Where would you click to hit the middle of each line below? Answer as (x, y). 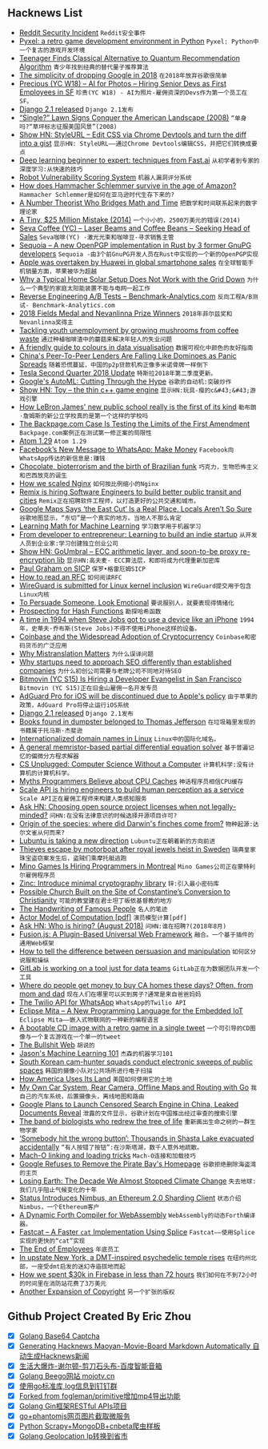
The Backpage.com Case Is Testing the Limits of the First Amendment (134, 423)
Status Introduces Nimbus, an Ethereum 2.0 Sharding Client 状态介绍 (130, 1198)
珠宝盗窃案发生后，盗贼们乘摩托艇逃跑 (73, 858)
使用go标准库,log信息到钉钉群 (68, 1386)
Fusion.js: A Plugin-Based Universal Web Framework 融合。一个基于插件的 (136, 934)
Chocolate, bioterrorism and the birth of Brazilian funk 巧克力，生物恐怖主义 (139, 466)
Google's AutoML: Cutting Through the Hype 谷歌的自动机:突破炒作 (125, 381)
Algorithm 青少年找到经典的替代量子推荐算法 (84, 66)
